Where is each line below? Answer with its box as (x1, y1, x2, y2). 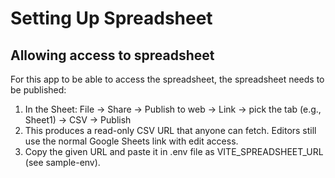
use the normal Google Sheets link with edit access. (24, 135, 239, 147)
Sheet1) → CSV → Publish (24, 114, 132, 126)
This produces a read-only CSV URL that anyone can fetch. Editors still (24, 125, 317, 136)
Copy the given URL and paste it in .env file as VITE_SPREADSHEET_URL (24, 146, 324, 157)
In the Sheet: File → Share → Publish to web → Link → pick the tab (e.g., (24, 103, 322, 115)
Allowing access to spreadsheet (10, 47, 215, 64)
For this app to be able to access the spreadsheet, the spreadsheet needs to (10, 73, 325, 85)
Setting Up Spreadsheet (10, 7, 213, 30)
